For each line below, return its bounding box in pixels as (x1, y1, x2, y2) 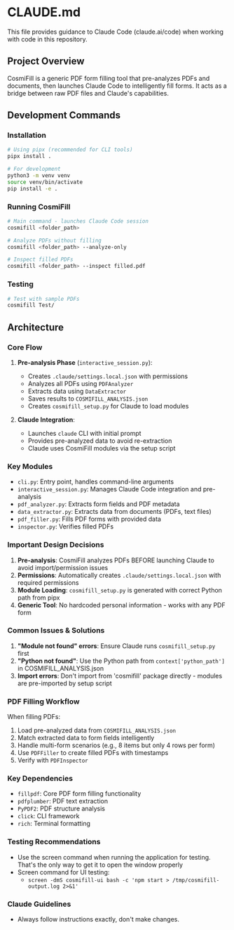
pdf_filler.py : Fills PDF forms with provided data (17, 515, 161, 524)
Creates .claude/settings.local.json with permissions (27, 372, 188, 380)
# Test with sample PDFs (7, 295, 80, 302)
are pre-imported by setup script (17, 679, 112, 687)
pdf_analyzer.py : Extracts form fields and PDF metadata (17, 500, 180, 508)
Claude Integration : (17, 415, 76, 424)
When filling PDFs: (7, 713, 61, 721)
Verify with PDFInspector (17, 756, 89, 765)
